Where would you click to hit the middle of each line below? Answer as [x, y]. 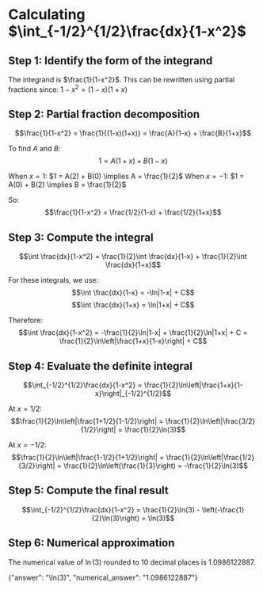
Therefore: [26, 320]
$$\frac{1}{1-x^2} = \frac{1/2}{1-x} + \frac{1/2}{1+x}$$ [133, 212]
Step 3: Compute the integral [81, 237]
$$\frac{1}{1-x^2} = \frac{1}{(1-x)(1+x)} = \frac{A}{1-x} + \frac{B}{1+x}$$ [133, 133]
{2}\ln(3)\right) [116, 518]
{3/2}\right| [37, 466]
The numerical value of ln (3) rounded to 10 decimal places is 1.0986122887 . [132, 562]
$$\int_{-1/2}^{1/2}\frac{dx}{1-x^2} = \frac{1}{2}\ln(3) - [111, 509]
